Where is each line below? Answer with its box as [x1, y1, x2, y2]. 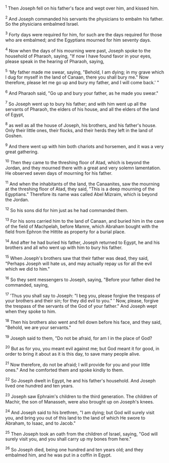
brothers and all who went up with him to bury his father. [5, 244, 123, 251]
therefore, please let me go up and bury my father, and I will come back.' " [5, 80, 159, 86]
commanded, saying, [5, 282, 49, 288]
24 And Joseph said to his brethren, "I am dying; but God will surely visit [5, 409, 155, 415]
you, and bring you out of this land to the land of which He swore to [5, 415, 145, 421]
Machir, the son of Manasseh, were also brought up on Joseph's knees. [5, 399, 154, 405]
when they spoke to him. [5, 308, 57, 314]
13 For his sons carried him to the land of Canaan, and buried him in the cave [5, 217, 164, 224]
